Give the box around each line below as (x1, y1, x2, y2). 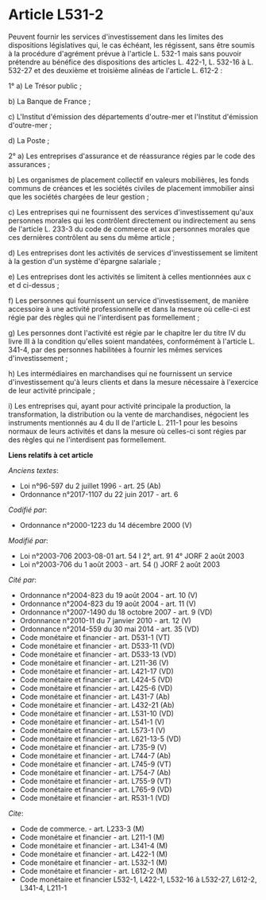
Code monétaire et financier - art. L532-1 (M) (19, 857, 168, 867)
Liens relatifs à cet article (8, 450, 94, 460)
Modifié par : (8, 535, 49, 545)
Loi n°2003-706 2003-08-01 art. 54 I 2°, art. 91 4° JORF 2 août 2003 (19, 551, 245, 561)
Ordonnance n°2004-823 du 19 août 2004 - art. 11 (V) (19, 599, 197, 608)
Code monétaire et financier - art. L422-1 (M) (19, 849, 168, 859)
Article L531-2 (8, 6, 104, 24)
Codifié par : (8, 505, 48, 514)
